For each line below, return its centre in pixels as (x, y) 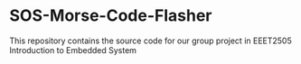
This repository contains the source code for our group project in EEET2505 (150, 41)
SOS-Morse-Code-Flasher (111, 16)
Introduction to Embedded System (73, 50)
